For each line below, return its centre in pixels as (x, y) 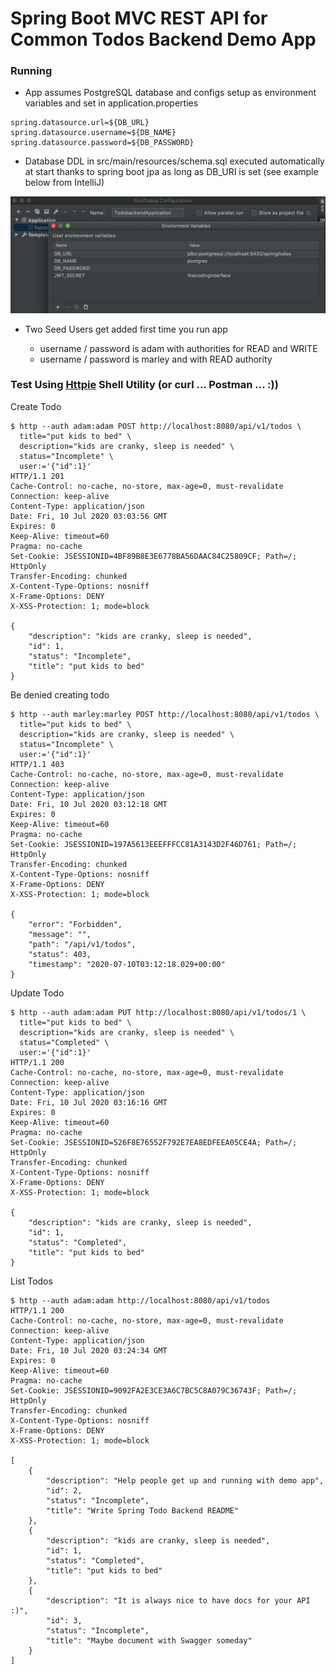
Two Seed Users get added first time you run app (126, 329)
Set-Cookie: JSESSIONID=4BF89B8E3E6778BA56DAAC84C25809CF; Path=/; (154, 556)
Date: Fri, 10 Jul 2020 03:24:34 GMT (89, 1350)
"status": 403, (60, 954)
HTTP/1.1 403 (37, 764)
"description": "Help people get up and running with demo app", (185, 1480)
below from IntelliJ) (64, 183)
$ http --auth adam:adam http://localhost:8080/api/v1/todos (140, 1300)
